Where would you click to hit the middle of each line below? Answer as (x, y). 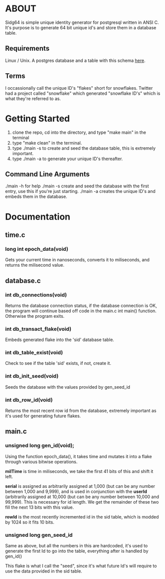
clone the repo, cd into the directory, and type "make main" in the (79, 132)
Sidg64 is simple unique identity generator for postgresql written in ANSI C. (82, 22)
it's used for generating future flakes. (43, 416)
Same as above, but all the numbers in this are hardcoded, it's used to (76, 546)
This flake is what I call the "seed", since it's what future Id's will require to (81, 566)
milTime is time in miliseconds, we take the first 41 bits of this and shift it (79, 471)
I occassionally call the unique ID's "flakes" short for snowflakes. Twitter (79, 88)
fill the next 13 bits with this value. (40, 507)
